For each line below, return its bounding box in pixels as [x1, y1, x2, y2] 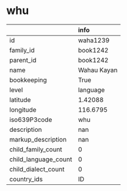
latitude [9, 95, 31, 104]
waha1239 [78, 36, 110, 45]
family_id [9, 46, 35, 54]
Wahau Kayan [78, 65, 118, 74]
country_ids [9, 175, 43, 183]
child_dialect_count [9, 165, 65, 173]
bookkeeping [9, 76, 47, 84]
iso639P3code [9, 115, 53, 124]
